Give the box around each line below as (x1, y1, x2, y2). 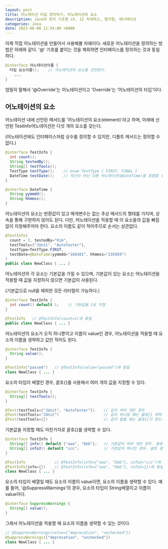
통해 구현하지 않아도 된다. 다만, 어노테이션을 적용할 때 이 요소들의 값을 (14, 217, 150, 223)
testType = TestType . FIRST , (9, 247, 64, 252)
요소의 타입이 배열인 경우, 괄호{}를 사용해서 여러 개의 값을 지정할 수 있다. (5, 379, 146, 385)
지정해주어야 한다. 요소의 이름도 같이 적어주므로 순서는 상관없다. (14, 223, 138, 229)
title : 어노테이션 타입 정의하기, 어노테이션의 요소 (5, 12, 97, 17)
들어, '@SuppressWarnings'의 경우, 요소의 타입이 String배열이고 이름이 (10, 485, 151, 491)
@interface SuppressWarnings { (5, 501, 70, 506)
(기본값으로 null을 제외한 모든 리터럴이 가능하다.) (5, 288, 100, 294)
